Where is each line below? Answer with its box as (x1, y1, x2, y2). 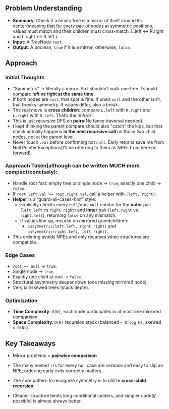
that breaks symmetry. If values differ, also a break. (12, 101, 120, 107)
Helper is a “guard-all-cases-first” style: (12, 196, 97, 202)
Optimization (5, 297, 38, 304)
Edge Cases (5, 252, 35, 259)
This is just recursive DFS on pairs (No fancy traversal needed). (12, 118, 144, 124)
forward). (12, 150, 32, 156)
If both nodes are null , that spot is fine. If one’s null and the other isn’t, (12, 96, 161, 102)
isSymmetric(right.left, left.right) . (27, 228, 108, 234)
